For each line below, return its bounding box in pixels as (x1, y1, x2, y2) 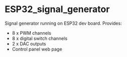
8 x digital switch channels (12, 35, 68, 41)
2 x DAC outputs (12, 40, 46, 46)
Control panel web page (12, 46, 62, 52)
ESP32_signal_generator (5, 4, 110, 15)
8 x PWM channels (12, 30, 51, 36)
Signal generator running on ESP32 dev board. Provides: (5, 20, 122, 26)
